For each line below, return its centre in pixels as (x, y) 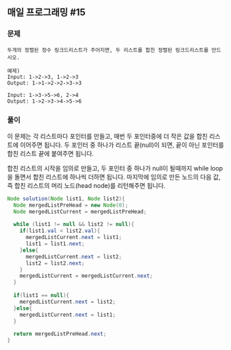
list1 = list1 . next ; (55, 244)
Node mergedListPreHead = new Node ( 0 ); (71, 205)
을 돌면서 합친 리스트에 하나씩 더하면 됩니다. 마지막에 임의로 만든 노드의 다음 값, (114, 177)
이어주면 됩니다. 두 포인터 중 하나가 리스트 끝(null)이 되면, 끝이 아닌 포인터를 (122, 145)
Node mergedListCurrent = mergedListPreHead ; (80, 211)
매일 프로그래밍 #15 (46, 12)
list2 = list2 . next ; (55, 263)
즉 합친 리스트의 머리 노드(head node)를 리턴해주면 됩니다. (86, 185)
